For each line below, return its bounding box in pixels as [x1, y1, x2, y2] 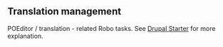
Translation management [7, 6, 122, 18]
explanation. [7, 32, 44, 40]
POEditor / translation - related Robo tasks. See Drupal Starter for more [7, 24, 216, 32]
